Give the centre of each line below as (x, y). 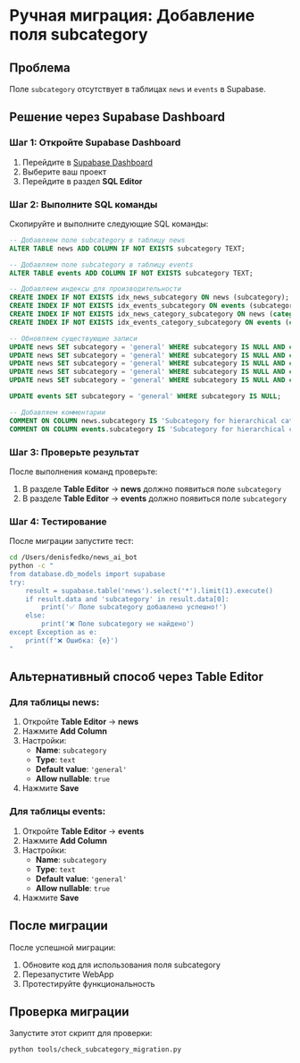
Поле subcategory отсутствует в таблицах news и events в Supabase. (137, 89)
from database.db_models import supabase (87, 574)
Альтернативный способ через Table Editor (137, 677)
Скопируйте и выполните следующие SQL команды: (109, 224)
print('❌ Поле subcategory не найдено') (118, 624)
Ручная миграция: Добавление (132, 16)
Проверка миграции (69, 1012)
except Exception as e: (54, 633)
